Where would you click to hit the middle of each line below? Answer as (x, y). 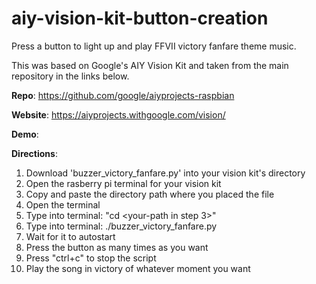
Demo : (25, 134)
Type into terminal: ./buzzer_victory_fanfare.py (121, 226)
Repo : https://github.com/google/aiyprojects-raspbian (123, 95)
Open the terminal (63, 204)
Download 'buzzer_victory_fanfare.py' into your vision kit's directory (165, 173)
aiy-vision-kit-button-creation (140, 18)
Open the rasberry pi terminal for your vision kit (123, 183)
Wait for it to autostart (70, 236)
